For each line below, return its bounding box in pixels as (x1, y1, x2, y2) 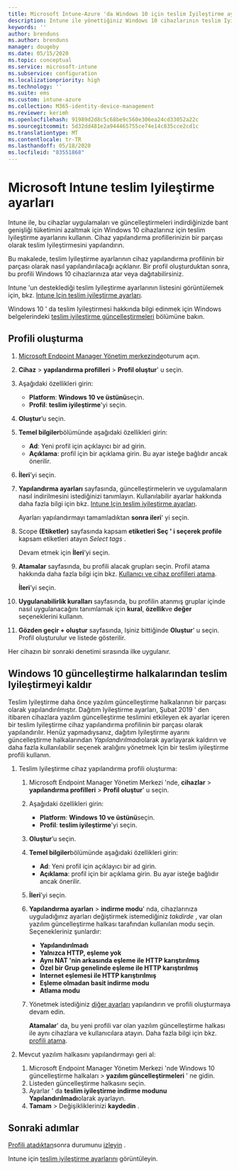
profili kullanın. (8, 750, 51, 759)
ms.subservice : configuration (8, 70, 98, 77)
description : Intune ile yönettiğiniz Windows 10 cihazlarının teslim (8, 17, 221, 24)
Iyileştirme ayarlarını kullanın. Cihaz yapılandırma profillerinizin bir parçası (8, 233, 223, 241)
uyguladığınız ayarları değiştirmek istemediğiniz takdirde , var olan (28, 912, 223, 920)
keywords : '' (8, 23, 47, 31)
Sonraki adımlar (8, 1122, 79, 1134)
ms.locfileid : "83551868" (8, 149, 84, 156)
